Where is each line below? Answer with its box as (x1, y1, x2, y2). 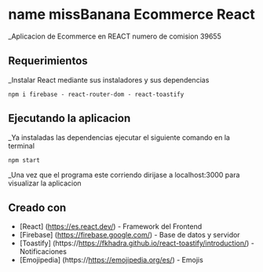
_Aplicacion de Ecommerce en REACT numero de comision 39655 (8, 31, 221, 41)
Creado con (8, 200, 67, 214)
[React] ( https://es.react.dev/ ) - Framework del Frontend (19, 222, 203, 231)
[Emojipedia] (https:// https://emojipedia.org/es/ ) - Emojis (19, 255, 204, 265)
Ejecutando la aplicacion (8, 112, 131, 125)
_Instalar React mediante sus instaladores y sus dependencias (8, 75, 210, 84)
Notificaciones (19, 247, 67, 256)
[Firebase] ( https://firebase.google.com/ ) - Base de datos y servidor (19, 230, 241, 240)
